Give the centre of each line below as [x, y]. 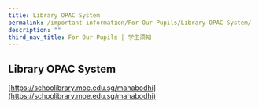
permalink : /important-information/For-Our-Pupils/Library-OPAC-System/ [130, 23]
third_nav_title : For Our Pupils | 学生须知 [80, 37]
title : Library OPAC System [54, 15]
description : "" [35, 30]
